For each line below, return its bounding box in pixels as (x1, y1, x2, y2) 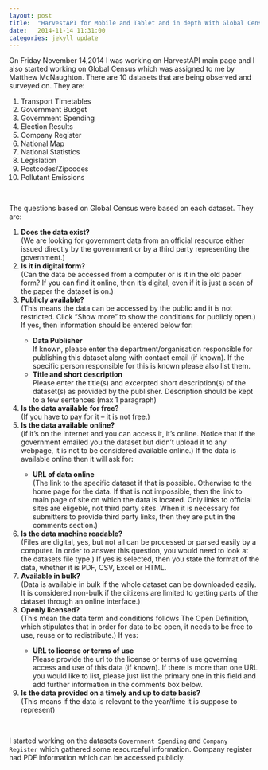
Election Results (20, 122, 74, 131)
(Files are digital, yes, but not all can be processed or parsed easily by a (20, 537, 257, 547)
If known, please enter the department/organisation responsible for (32, 344, 253, 354)
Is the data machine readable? (20, 529, 122, 538)
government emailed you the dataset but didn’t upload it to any (20, 437, 227, 447)
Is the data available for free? (20, 404, 119, 413)
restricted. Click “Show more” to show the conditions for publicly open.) (20, 312, 257, 322)
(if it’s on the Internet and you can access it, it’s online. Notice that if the (20, 429, 256, 439)
